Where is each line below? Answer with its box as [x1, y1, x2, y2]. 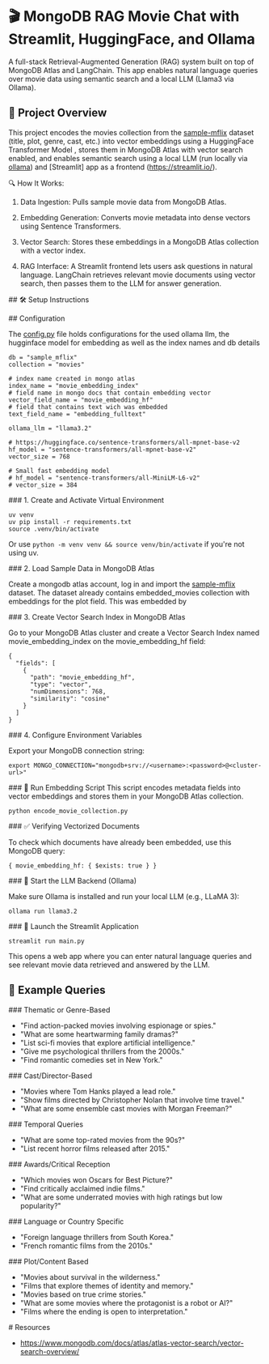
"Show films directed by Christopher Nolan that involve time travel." [19, 1095, 245, 1105]
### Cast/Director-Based [8, 1071, 93, 1081]
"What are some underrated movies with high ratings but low [19, 1192, 223, 1202]
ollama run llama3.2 [8, 907, 78, 915]
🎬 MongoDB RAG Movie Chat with [8, 7, 240, 26]
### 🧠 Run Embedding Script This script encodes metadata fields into [8, 782, 241, 792]
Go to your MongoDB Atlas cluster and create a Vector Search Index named [8, 628, 260, 637]
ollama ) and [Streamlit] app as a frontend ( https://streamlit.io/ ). [8, 162, 218, 172]
